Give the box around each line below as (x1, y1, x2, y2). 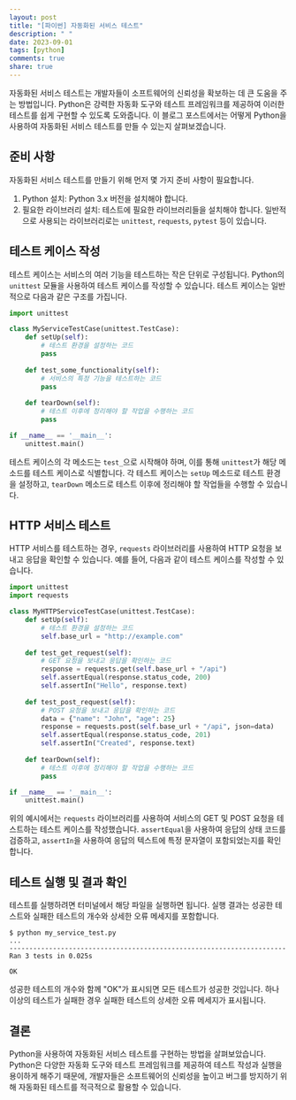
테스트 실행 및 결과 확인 (9, 874, 128, 889)
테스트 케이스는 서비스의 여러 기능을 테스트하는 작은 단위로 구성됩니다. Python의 (9, 269, 285, 280)
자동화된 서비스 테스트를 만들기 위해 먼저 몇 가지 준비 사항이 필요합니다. (9, 174, 254, 185)
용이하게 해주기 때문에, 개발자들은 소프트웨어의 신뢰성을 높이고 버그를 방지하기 (9, 1070, 278, 1081)
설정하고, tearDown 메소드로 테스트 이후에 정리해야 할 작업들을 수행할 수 (18, 479, 265, 489)
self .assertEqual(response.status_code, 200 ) (41, 673, 212, 682)
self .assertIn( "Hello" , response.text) (41, 681, 188, 690)
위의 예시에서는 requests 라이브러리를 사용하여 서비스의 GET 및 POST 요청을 (9, 813, 276, 824)
